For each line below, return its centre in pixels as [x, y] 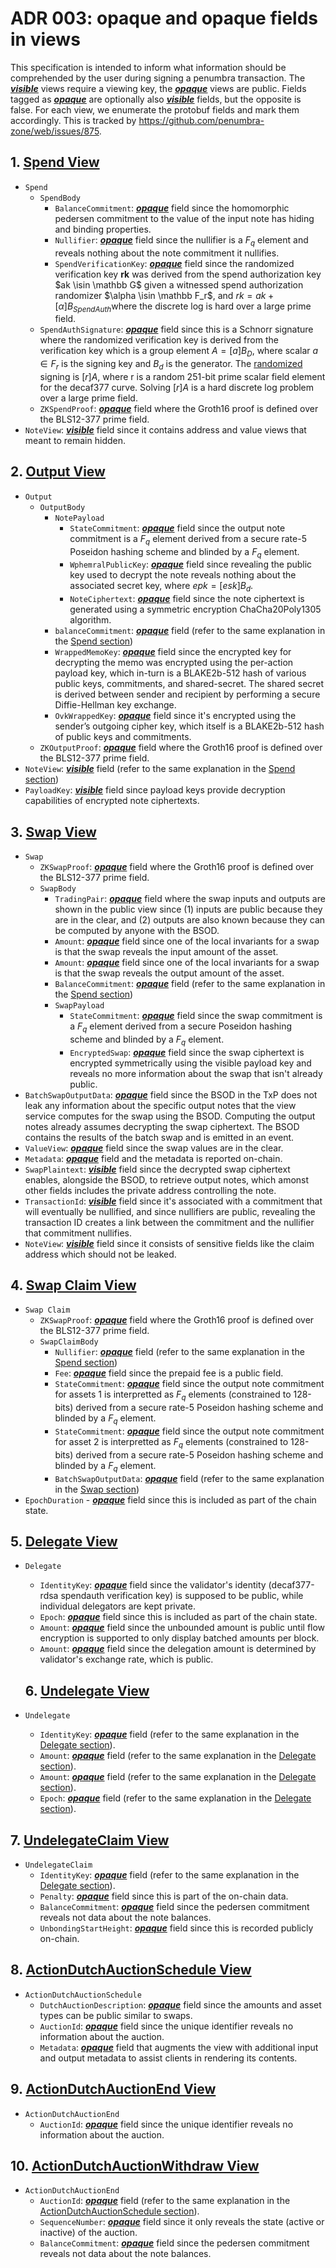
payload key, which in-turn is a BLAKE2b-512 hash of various [180, 673]
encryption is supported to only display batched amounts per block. [179, 1638]
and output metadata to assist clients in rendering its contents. [168, 2058]
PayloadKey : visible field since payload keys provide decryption [155, 790]
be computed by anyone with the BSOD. [137, 930]
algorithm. [90, 620]
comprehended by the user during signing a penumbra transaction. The [158, 78]
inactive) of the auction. [88, 2233]
